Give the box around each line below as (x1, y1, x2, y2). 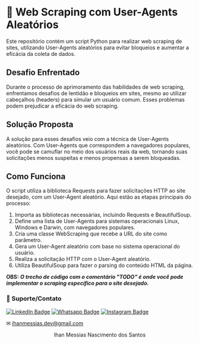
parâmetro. (14, 237, 42, 244)
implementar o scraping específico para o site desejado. (6, 279, 149, 287)
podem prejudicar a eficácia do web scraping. (6, 102, 119, 109)
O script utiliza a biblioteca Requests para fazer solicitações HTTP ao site (6, 187, 186, 194)
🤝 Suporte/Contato (6, 294, 62, 303)
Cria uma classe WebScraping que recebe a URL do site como (14, 230, 168, 237)
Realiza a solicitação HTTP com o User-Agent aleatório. (14, 256, 151, 263)
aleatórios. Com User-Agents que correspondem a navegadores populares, (6, 141, 191, 149)
